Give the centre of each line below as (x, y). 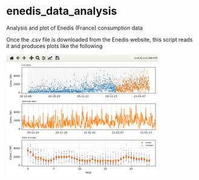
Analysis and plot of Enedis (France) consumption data (75, 28)
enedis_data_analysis (62, 11)
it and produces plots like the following (54, 46)
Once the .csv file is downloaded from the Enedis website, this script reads (99, 39)
